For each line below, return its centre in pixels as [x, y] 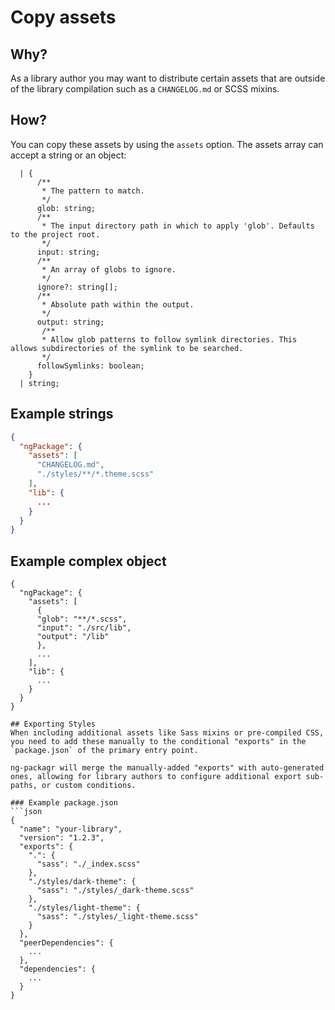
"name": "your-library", [71, 829]
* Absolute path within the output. [118, 304]
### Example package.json [64, 803]
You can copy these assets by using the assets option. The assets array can [167, 144]
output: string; [70, 322]
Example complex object [88, 561]
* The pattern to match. [93, 191]
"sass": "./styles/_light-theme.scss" [117, 917]
